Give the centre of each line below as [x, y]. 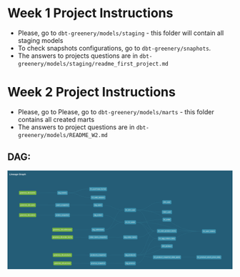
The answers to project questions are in [76, 127]
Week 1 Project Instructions [90, 13]
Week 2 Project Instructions [92, 92]
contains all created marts [56, 119]
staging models [40, 40]
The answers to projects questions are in [77, 56]
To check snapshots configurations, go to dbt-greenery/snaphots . [114, 48]
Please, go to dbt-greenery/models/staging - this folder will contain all [121, 33]
